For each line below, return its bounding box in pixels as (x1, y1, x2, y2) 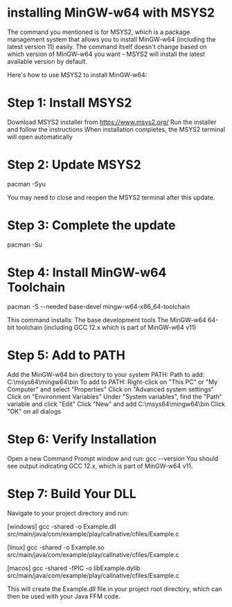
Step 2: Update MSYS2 (7, 157, 142, 173)
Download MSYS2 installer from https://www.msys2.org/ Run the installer (7, 118, 217, 126)
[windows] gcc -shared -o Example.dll (7, 522, 116, 531)
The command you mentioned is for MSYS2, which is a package (7, 28, 190, 36)
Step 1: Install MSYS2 (7, 95, 132, 111)
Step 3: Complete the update (7, 218, 176, 233)
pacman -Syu (7, 179, 46, 188)
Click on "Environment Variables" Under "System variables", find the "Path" (7, 392, 223, 401)
